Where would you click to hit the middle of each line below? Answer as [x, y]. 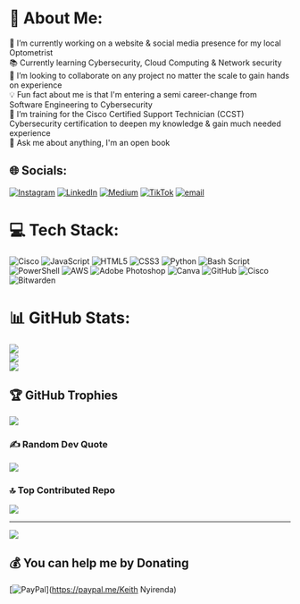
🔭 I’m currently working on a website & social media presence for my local [145, 43]
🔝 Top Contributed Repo [62, 489]
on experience [36, 85]
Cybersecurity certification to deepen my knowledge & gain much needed [145, 123]
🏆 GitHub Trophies [64, 396]
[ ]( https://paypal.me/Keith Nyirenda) [93, 589]
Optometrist [31, 52]
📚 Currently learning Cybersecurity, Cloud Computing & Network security [146, 63]
